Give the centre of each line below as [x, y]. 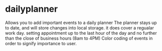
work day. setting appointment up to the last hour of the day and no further [81, 33]
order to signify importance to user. [41, 43]
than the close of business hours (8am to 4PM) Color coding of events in [79, 38]
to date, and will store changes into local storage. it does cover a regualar [80, 27]
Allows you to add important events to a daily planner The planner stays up [81, 23]
